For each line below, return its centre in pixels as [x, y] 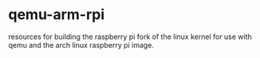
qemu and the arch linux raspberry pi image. [81, 44]
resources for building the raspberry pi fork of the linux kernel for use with [130, 37]
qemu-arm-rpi [57, 15]
